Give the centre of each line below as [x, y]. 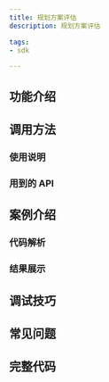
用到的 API [32, 183]
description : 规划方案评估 [55, 26]
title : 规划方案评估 [43, 17]
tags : [19, 42]
